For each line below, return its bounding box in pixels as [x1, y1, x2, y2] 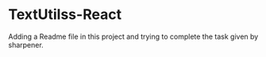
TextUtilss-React [8, 6, 121, 24]
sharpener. [8, 40, 44, 49]
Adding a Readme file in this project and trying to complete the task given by [8, 32, 259, 41]
